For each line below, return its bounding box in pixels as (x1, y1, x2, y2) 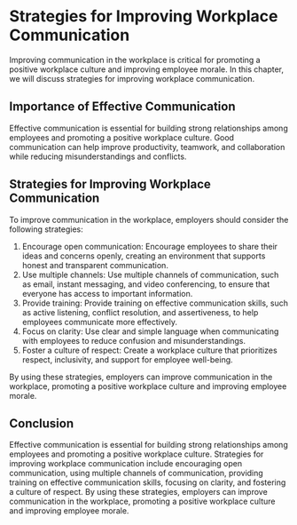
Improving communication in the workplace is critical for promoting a (9, 54, 261, 65)
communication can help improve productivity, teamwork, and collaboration (9, 141, 285, 152)
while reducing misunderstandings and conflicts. (9, 151, 187, 162)
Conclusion (9, 416, 74, 431)
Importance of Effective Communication (9, 99, 237, 115)
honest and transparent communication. (21, 259, 168, 270)
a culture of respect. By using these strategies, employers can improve (9, 487, 268, 497)
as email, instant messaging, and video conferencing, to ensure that (21, 278, 270, 290)
